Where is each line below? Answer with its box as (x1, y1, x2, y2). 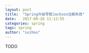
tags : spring (5, 26, 32, 30)
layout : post (5, 7, 32, 12)
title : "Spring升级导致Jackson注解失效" (5, 12, 85, 17)
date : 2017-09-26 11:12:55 (5, 16, 65, 21)
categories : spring (5, 21, 45, 26)
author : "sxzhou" (5, 30, 41, 35)
